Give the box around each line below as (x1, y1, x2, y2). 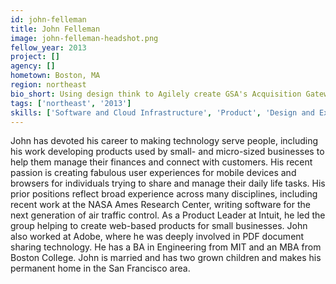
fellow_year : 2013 (10, 42, 87, 53)
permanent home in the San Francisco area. (10, 262, 191, 275)
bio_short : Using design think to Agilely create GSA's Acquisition (10, 89, 302, 99)
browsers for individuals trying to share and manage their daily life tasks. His (10, 177, 326, 190)
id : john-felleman (10, 14, 87, 25)
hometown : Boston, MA (10, 71, 101, 81)
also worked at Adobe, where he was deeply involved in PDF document (10, 231, 305, 243)
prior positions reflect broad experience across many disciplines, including (10, 188, 318, 200)
